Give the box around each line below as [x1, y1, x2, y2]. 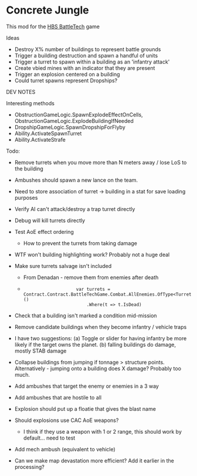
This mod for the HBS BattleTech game [6, 23, 100, 30]
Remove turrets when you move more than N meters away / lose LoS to [14, 159, 187, 166]
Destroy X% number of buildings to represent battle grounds [14, 45, 161, 53]
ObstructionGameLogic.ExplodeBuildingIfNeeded [14, 117, 134, 124]
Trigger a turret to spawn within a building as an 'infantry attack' [14, 58, 170, 65]
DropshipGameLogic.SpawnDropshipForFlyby [14, 123, 126, 130]
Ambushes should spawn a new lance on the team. [14, 176, 138, 183]
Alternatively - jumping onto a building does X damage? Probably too [14, 365, 182, 372]
